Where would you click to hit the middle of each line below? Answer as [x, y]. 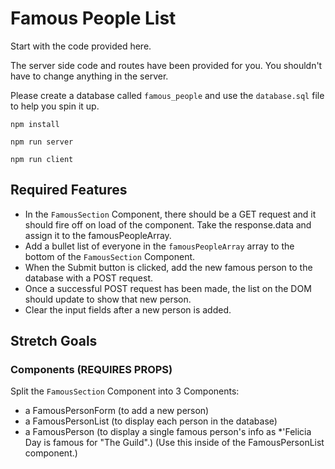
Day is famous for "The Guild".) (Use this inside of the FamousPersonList [174, 443]
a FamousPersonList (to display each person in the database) [151, 421]
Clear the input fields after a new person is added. [128, 309]
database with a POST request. [88, 278]
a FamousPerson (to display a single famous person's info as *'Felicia [168, 432]
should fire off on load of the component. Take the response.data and [168, 224]
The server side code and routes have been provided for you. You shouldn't [166, 65]
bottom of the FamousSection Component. [110, 256]
